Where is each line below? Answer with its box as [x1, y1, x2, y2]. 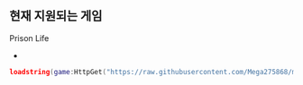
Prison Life [9, 32, 50, 43]
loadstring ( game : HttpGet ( [9, 67, 106, 76]
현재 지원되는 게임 [9, 8, 103, 24]
